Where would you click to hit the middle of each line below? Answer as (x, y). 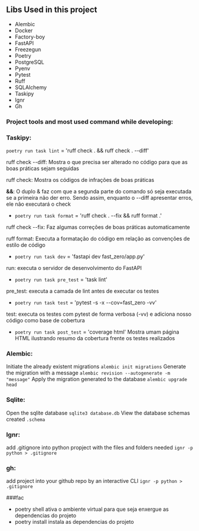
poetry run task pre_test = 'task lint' (61, 279)
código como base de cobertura (45, 321)
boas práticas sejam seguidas (42, 168)
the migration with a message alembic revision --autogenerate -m (88, 373)
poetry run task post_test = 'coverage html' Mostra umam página (97, 332)
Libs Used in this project (52, 10)
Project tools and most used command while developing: (90, 121)
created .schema (26, 419)
